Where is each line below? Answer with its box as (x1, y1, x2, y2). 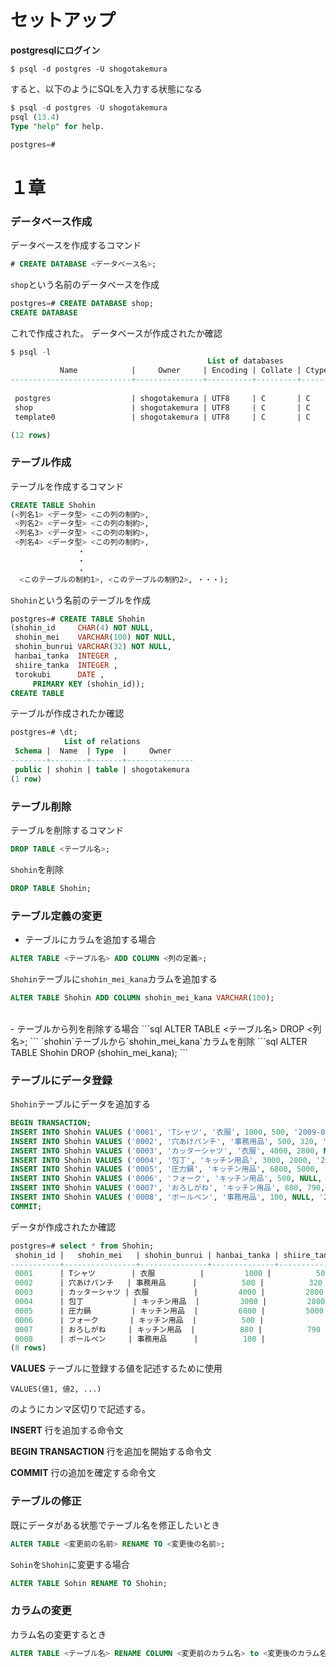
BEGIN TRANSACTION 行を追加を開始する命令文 (10, 1446, 212, 1458)
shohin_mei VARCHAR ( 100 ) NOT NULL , (14, 632, 177, 643)
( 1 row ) (10, 774, 43, 784)
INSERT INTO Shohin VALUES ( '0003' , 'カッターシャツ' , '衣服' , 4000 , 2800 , (10, 1146, 320, 1156)
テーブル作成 (10, 456, 72, 470)
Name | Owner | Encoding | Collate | (59, 366, 302, 376)
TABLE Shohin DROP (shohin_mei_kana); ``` (10, 1046, 189, 1058)
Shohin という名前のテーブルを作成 (10, 594, 152, 606)
